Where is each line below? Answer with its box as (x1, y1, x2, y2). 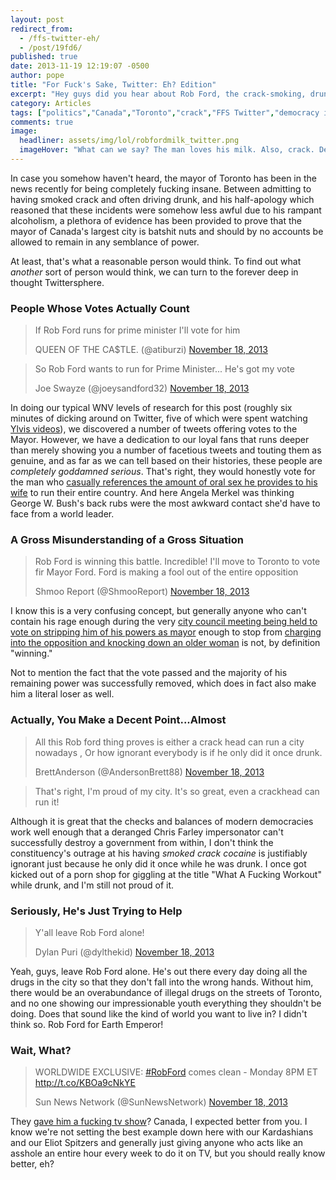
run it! (34, 796, 60, 808)
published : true (10, 52, 78, 62)
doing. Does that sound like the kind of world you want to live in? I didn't (10, 1008, 308, 1020)
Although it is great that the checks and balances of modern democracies (10, 815, 314, 827)
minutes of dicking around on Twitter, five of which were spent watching (10, 412, 308, 425)
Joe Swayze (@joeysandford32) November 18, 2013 (34, 382, 250, 395)
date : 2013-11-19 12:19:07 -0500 (10, 61, 150, 71)
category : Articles (10, 98, 92, 108)
